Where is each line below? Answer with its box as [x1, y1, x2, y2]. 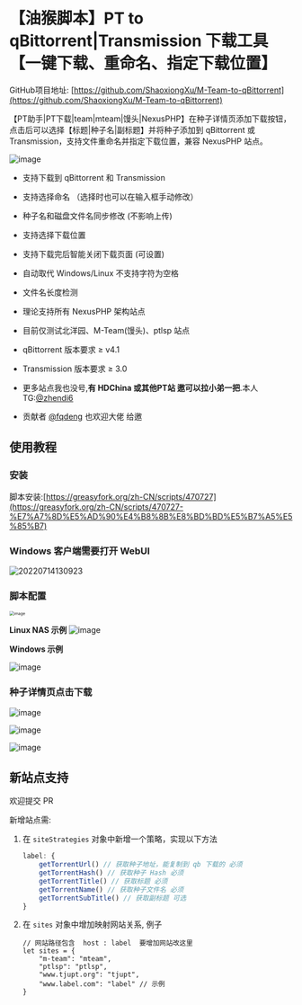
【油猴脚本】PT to [9, 8, 144, 29]
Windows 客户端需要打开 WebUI [9, 545, 150, 557]
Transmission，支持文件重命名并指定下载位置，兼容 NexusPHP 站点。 [9, 136, 268, 147]
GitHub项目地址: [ [9, 84, 75, 95]
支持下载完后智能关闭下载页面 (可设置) [22, 248, 164, 259]
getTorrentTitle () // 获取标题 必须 [39, 876, 168, 885]
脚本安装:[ [9, 491, 47, 502]
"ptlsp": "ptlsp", [39, 963, 108, 972]
